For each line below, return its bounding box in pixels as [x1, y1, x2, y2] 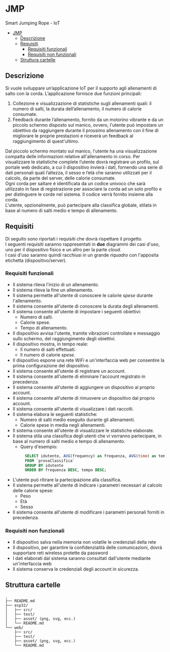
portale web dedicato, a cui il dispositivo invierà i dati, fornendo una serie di [5, 164, 163, 170]
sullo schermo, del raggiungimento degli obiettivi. [12, 335, 116, 341]
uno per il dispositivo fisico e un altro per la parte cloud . [5, 246, 121, 252]
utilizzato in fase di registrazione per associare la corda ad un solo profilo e [5, 186, 162, 192]
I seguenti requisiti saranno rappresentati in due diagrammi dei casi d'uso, [5, 241, 160, 247]
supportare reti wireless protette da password [12, 550, 108, 556]
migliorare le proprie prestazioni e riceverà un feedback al [12, 133, 134, 139]
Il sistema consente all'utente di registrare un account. [12, 368, 126, 374]
